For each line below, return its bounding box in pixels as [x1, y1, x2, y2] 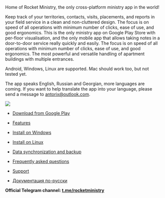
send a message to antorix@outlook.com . [5, 92, 90, 97]
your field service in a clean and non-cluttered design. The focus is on [5, 19, 149, 25]
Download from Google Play [12, 110, 71, 116]
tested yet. [5, 71, 27, 77]
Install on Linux [12, 139, 44, 145]
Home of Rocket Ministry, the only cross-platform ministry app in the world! [5, 4, 160, 10]
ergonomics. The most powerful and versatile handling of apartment [5, 51, 145, 57]
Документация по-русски [12, 178, 68, 184]
